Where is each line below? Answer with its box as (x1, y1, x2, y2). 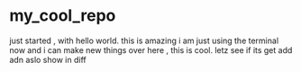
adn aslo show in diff (9, 54, 87, 65)
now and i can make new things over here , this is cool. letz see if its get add (9, 44, 293, 55)
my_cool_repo (9, 5, 116, 26)
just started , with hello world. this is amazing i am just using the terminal (9, 35, 279, 46)
